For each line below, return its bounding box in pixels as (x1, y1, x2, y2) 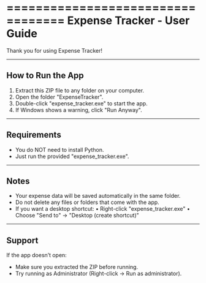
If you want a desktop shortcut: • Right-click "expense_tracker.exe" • (15, 205, 190, 213)
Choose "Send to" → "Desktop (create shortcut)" (15, 212, 139, 219)
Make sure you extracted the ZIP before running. (15, 263, 139, 271)
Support (6, 235, 39, 246)
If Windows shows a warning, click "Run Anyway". (15, 106, 142, 113)
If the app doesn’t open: (6, 252, 67, 259)
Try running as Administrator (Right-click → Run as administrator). (15, 270, 182, 277)
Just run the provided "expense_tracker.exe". (15, 153, 129, 160)
